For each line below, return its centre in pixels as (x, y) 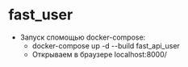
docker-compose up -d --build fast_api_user (106, 45)
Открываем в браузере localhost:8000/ (100, 54)
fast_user (41, 15)
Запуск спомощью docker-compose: (83, 37)
